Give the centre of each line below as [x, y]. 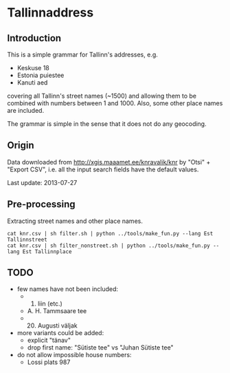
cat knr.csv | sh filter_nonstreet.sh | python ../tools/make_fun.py [109, 246]
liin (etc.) [50, 303]
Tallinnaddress [50, 13]
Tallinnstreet [27, 239]
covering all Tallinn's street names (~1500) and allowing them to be [102, 96]
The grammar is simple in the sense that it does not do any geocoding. [107, 124]
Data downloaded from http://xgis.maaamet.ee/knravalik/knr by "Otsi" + [109, 162]
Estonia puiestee [41, 75]
